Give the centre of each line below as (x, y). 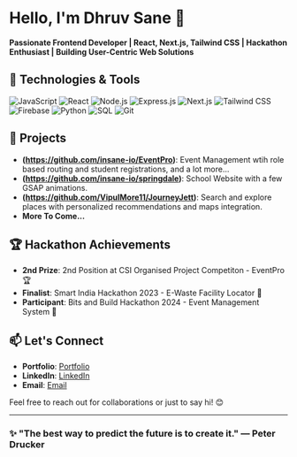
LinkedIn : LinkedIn (56, 376)
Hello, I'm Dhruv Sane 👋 (97, 18)
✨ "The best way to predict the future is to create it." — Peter (142, 434)
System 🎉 (39, 312)
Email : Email (45, 385)
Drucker (27, 445)
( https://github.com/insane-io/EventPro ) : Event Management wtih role (153, 159)
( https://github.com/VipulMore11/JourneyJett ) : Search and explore (147, 197)
